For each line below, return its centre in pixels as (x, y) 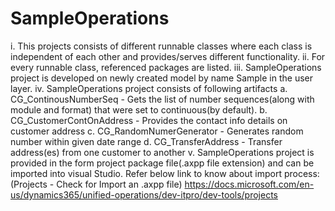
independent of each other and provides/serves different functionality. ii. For (168, 56)
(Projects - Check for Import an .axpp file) (96, 184)
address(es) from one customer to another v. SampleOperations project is (162, 152)
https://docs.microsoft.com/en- (249, 184)
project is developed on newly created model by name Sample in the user (162, 78)
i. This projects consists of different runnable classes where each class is (161, 46)
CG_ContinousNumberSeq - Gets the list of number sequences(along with (162, 99)
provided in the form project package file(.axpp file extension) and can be (162, 163)
